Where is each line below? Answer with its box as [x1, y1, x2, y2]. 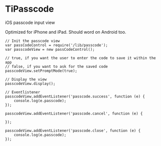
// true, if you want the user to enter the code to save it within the [5, 55, 156, 61]
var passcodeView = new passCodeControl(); [5, 47, 95, 52]
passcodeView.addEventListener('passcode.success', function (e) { [5, 94, 145, 99]
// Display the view [5, 77, 47, 82]
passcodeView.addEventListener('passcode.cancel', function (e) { [5, 111, 143, 116]
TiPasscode [5, 3, 54, 15]
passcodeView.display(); [5, 81, 56, 86]
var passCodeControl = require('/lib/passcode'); [5, 42, 108, 47]
